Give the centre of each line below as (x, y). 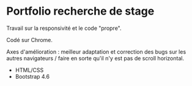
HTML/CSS (29, 70)
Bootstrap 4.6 (32, 76)
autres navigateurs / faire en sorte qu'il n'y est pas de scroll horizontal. (95, 58)
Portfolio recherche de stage (80, 11)
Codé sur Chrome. (30, 40)
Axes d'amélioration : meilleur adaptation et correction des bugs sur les (96, 52)
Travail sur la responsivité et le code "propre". (64, 28)
